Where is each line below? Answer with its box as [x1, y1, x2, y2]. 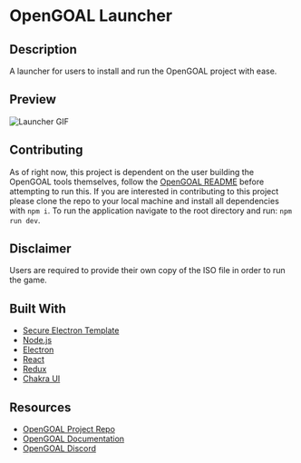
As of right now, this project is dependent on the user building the [9, 166, 255, 177]
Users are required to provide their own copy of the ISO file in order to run [9, 265, 286, 276]
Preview [9, 92, 57, 107]
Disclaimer [9, 241, 72, 257]
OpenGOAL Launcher [9, 5, 173, 26]
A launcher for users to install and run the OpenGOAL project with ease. [9, 65, 277, 76]
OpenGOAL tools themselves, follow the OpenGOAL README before [9, 176, 265, 187]
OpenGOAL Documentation [22, 433, 125, 445]
